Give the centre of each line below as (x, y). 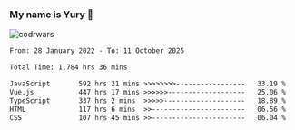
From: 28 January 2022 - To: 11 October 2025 (97, 51)
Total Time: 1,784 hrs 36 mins (69, 67)
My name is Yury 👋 (51, 15)
